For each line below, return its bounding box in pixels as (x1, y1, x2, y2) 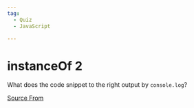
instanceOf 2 (7, 58, 83, 74)
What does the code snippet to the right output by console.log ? (7, 81, 188, 89)
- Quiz (13, 16, 32, 23)
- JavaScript (13, 23, 51, 29)
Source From (7, 94, 44, 103)
